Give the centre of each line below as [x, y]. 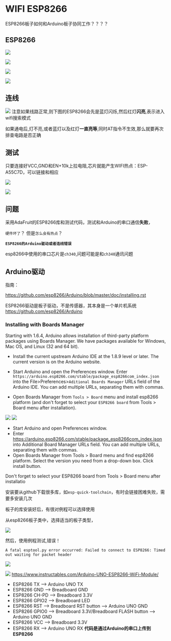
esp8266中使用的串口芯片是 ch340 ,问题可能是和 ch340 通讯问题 [69, 254]
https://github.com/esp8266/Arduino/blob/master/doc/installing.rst [76, 295]
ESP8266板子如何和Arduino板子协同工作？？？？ [57, 23]
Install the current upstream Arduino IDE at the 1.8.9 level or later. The [86, 357]
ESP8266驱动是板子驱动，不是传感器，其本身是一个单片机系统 [71, 305]
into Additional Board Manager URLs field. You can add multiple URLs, [86, 444]
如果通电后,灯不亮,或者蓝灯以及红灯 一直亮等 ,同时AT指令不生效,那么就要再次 [84, 129]
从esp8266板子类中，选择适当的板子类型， [51, 520]
